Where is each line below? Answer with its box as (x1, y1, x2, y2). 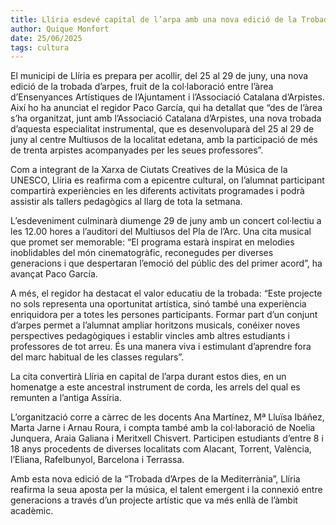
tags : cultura (10, 42, 70, 53)
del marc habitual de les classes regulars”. (10, 351, 185, 363)
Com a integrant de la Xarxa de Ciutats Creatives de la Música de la (10, 164, 288, 176)
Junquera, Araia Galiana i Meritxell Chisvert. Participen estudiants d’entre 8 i (10, 432, 324, 445)
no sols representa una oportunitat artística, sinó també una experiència (10, 298, 307, 310)
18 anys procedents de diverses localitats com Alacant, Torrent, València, (10, 443, 312, 455)
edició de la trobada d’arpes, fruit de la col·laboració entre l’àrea (10, 81, 274, 93)
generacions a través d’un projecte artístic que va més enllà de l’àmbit (10, 494, 298, 506)
